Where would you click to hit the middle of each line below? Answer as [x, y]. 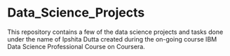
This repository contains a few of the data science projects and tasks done [115, 32]
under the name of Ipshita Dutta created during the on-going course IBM [112, 39]
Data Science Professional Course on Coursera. [76, 46]
